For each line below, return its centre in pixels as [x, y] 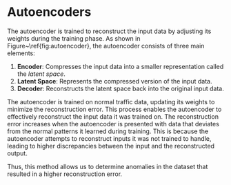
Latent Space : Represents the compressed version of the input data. [114, 81]
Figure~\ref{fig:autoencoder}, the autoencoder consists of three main [106, 46]
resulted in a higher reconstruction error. [65, 174]
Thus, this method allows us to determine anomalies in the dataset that [108, 166]
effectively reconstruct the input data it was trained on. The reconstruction [113, 116]
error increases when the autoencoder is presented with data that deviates [113, 124]
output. [17, 153]
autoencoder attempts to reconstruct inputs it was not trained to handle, [109, 138]
